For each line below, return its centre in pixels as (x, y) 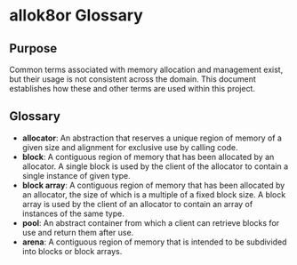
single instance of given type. (76, 175)
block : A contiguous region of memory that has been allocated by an (148, 157)
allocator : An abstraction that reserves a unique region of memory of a (152, 138)
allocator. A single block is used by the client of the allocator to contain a (155, 166)
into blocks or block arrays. (72, 251)
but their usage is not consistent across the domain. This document (132, 79)
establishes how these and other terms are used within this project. (132, 88)
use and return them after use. (78, 232)
